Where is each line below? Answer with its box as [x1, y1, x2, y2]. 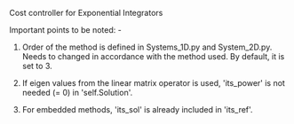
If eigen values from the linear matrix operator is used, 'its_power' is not [21, 78, 286, 88]
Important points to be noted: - [9, 25, 122, 35]
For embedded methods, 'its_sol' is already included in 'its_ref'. [21, 105, 253, 114]
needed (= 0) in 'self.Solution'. [21, 88, 133, 97]
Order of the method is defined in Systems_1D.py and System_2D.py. [21, 42, 273, 52]
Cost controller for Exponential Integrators [9, 8, 163, 18]
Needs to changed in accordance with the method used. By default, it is [21, 51, 285, 61]
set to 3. [21, 61, 53, 71]
